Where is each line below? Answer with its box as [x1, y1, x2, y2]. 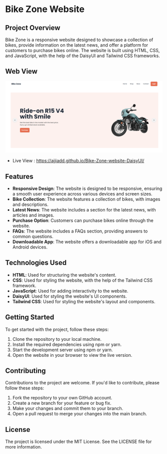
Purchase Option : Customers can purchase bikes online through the [12, 217, 153, 223]
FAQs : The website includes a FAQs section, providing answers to [12, 228, 148, 234]
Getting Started [5, 313, 54, 322]
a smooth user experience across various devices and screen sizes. [12, 190, 152, 196]
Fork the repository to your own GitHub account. [12, 395, 112, 401]
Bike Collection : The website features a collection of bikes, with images [12, 196, 160, 202]
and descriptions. [12, 201, 48, 207]
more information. [5, 444, 42, 450]
